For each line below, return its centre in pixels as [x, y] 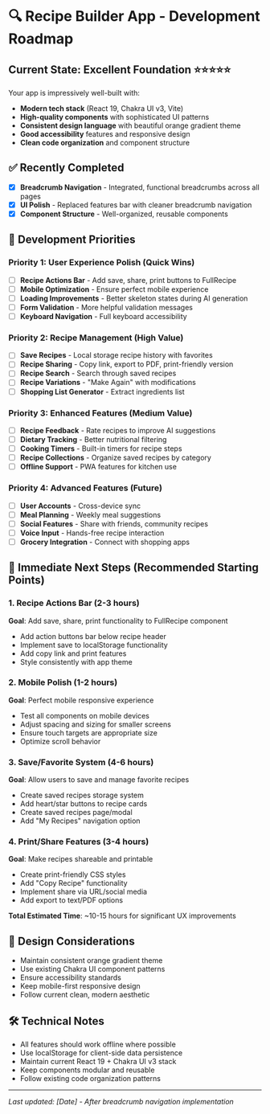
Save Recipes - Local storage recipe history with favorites [116, 355]
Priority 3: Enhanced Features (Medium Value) [100, 413]
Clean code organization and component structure [105, 143]
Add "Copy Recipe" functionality [74, 883]
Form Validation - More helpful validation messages [106, 307]
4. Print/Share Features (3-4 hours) [79, 842]
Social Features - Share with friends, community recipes [114, 523]
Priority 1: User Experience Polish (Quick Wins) [102, 263]
